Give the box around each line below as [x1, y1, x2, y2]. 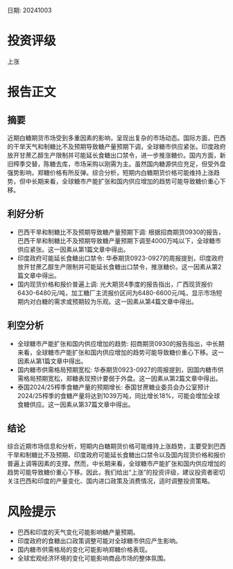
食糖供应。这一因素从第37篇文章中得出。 [17, 400, 135, 409]
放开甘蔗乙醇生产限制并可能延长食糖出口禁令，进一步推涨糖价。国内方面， [7, 151, 220, 159]
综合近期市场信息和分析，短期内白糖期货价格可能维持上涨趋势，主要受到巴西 [7, 442, 226, 450]
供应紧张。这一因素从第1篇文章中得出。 [17, 245, 130, 254]
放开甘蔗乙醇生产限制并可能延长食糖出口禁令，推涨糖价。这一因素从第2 [17, 263, 222, 271]
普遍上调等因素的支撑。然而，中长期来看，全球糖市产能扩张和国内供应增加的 [7, 459, 226, 468]
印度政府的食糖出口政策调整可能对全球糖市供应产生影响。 [17, 537, 182, 545]
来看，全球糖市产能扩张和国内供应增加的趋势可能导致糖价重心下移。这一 [17, 348, 224, 356]
